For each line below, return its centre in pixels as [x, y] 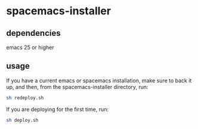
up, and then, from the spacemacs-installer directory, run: [77, 87]
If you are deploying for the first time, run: [58, 109]
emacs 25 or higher [30, 47]
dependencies [33, 33]
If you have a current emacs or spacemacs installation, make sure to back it [99, 80]
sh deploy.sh [22, 120]
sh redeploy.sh [25, 98]
